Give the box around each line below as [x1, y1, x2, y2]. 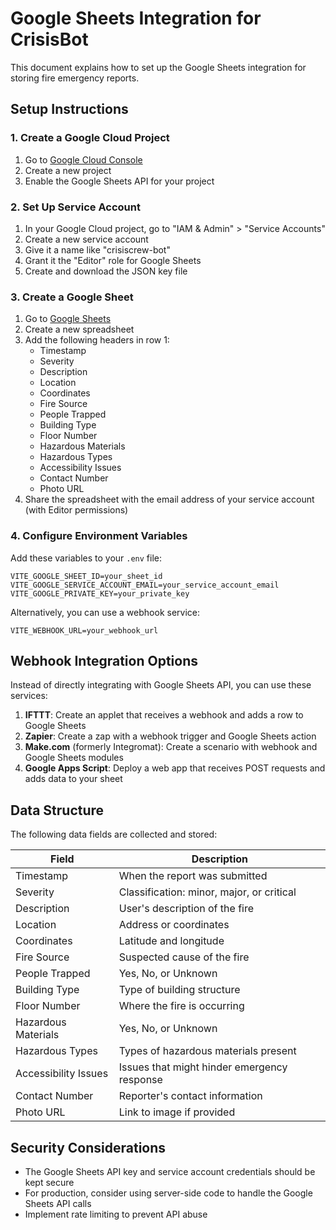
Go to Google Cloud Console [24, 153, 143, 166]
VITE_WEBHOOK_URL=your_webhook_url [10, 625, 159, 636]
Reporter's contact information [118, 1089, 263, 1103]
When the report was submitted [118, 869, 268, 883]
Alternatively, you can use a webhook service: [10, 606, 200, 618]
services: [10, 690, 48, 702]
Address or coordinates [118, 918, 230, 932]
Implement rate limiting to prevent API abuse [24, 1208, 208, 1220]
